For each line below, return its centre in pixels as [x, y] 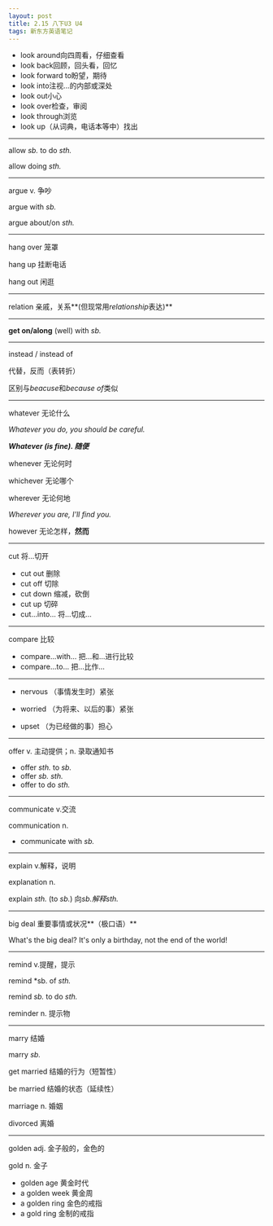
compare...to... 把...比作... [63, 667]
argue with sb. [32, 207]
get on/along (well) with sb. [55, 331]
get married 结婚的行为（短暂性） [65, 1071]
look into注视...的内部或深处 [66, 86]
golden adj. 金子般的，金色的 [57, 1149]
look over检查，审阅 [54, 106]
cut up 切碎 [39, 604]
